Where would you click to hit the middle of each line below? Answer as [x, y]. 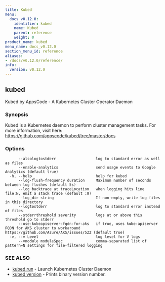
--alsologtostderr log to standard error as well [89, 159]
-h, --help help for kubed [68, 176]
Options [15, 149]
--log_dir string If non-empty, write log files [89, 198]
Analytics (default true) [32, 172]
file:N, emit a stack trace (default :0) [48, 194]
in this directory [24, 202]
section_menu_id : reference [34, 51]
